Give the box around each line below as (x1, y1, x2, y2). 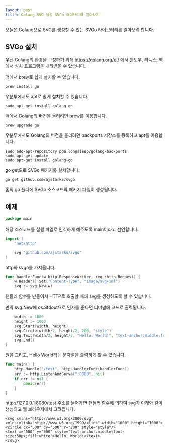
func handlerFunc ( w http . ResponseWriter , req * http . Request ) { (5, 274, 141, 279)
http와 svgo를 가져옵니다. (5, 264, 56, 270)
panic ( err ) (23, 381, 46, 386)
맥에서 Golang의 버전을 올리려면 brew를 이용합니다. (5, 113, 107, 119)
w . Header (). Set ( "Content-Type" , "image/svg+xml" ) (14, 279, 121, 284)
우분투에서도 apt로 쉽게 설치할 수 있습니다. (5, 94, 89, 100)
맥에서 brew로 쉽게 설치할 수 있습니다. (5, 74, 80, 80)
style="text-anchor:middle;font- (54, 429, 125, 434)
